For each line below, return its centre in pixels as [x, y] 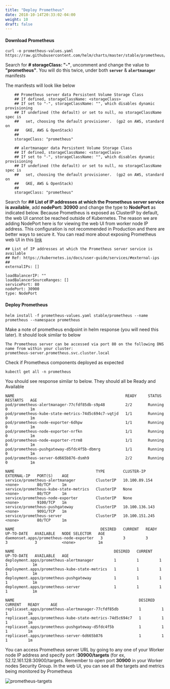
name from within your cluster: [39, 348]
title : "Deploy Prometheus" [35, 10]
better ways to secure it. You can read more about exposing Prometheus [81, 235]
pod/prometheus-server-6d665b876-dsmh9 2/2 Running [85, 458]
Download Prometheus [30, 40]
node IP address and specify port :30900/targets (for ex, [65, 655]
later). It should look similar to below [43, 335]
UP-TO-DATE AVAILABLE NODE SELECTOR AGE [55, 534]
